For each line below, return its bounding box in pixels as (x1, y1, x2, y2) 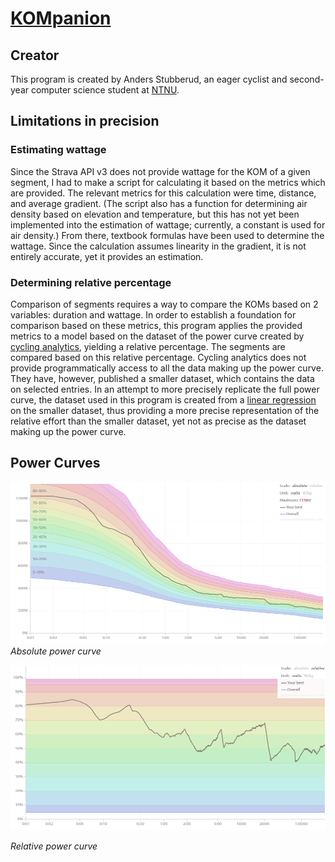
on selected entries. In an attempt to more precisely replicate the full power (10, 383, 320, 395)
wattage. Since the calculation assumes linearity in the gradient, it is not (10, 240, 307, 252)
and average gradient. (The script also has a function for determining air (10, 197, 308, 209)
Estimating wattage (10, 143, 107, 157)
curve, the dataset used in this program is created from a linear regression (10, 393, 317, 406)
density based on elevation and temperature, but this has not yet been (10, 208, 300, 220)
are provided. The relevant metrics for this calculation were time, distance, (10, 187, 317, 199)
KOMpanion (10, 7, 112, 30)
